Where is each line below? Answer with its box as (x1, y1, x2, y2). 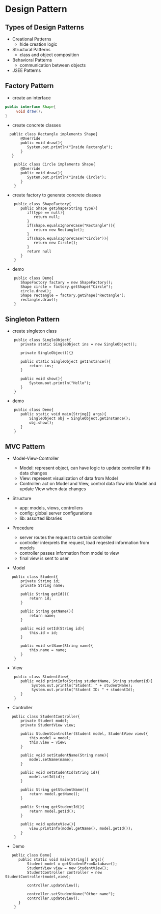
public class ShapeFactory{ (14, 202, 71, 207)
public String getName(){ (20, 609, 74, 614)
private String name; (20, 583, 65, 588)
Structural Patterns (12, 47, 51, 52)
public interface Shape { (5, 104, 56, 109)
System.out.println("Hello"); (29, 380, 91, 386)
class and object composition (19, 52, 80, 58)
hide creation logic (19, 41, 57, 47)
